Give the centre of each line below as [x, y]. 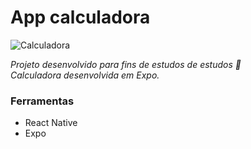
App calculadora [80, 17]
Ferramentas [42, 101]
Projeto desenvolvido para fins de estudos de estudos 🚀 [126, 64]
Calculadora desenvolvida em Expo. [85, 75]
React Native [51, 123]
